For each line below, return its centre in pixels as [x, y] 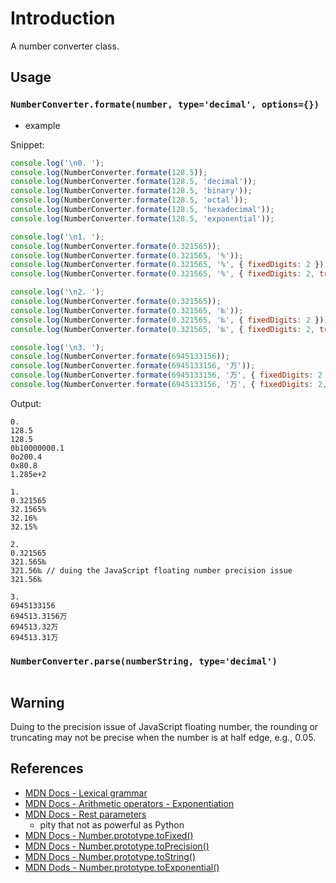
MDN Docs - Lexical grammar [86, 793]
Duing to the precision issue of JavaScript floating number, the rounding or [164, 726]
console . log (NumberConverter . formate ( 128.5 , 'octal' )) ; [129, 200]
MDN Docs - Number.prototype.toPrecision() [117, 846]
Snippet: [27, 144]
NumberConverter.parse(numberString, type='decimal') [144, 661]
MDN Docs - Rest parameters [85, 814]
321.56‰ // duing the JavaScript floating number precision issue [151, 570]
